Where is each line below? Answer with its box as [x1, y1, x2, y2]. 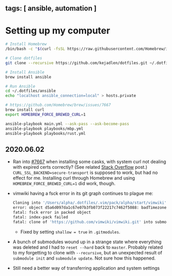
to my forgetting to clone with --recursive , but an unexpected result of [12, 249, 162, 255]
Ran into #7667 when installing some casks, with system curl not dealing [12, 159, 166, 165]
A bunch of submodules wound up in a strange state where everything [12, 239, 162, 245]
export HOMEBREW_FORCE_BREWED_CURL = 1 [5, 112, 86, 117]
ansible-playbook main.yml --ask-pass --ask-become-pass [5, 121, 130, 126]
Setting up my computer [5, 25, 111, 36]
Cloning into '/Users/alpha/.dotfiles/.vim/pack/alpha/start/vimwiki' [12, 200, 167, 206]
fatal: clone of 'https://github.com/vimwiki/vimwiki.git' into [12, 219, 153, 225]
